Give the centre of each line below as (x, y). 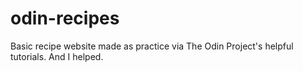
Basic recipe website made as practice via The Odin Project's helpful (152, 46)
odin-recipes (65, 18)
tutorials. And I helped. (57, 56)
